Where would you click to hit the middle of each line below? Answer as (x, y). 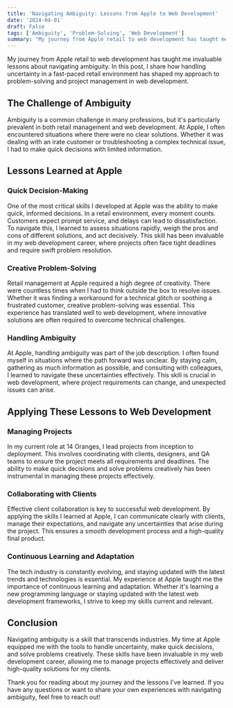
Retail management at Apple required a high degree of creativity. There (109, 283)
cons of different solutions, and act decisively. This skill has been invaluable (115, 235)
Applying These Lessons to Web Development (109, 412)
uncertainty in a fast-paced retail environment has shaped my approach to (113, 74)
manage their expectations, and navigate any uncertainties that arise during (115, 524)
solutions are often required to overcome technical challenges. (96, 320)
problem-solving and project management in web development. (98, 81)
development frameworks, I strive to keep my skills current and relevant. (110, 601)
